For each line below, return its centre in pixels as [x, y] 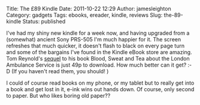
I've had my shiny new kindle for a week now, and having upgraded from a [98, 33]
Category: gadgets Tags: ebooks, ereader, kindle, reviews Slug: [84, 15]
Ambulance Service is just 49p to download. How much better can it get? [96, 65]
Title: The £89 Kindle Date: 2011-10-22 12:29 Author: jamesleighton [89, 9]
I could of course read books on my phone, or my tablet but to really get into [100, 83]
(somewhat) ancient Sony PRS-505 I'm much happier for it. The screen [94, 39]
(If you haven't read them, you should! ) [60, 71]
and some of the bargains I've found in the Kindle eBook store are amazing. [99, 52]
